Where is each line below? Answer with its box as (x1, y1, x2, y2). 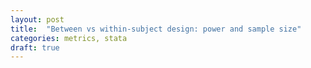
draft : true (10, 42, 60, 53)
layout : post (10, 14, 65, 25)
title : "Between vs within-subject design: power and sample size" (10, 24, 302, 34)
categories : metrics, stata (10, 33, 128, 43)
